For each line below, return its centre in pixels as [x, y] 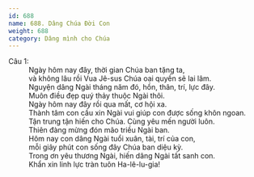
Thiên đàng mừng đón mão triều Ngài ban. [99, 130]
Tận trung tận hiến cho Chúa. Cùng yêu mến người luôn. [122, 121]
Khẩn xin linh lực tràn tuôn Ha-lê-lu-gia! [94, 164]
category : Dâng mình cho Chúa [59, 38]
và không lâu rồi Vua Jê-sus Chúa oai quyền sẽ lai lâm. [120, 78]
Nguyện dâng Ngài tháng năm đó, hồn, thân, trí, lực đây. [122, 87]
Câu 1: [19, 61]
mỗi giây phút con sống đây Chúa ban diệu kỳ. [106, 147]
